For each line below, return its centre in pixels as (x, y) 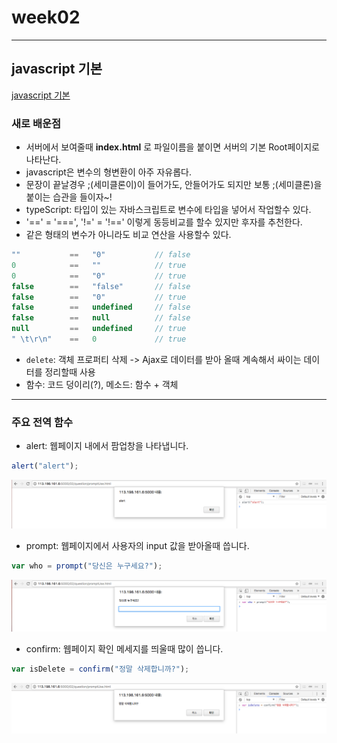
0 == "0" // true (99, 276)
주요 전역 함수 (42, 422)
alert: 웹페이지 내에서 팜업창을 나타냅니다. (107, 446)
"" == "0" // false (101, 255)
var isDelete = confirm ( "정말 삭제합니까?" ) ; (100, 669)
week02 (46, 17)
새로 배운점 (36, 123)
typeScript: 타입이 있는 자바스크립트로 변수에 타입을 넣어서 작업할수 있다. (168, 210)
